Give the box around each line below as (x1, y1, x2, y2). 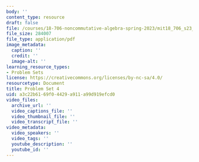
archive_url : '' (11, 102, 52, 109)
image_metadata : (6, 42, 46, 48)
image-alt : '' (11, 58, 46, 64)
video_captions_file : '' (11, 108, 73, 114)
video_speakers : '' (11, 130, 60, 136)
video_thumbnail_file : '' (11, 113, 76, 119)
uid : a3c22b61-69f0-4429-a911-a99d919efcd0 (6, 91, 115, 97)
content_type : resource (6, 14, 65, 20)
